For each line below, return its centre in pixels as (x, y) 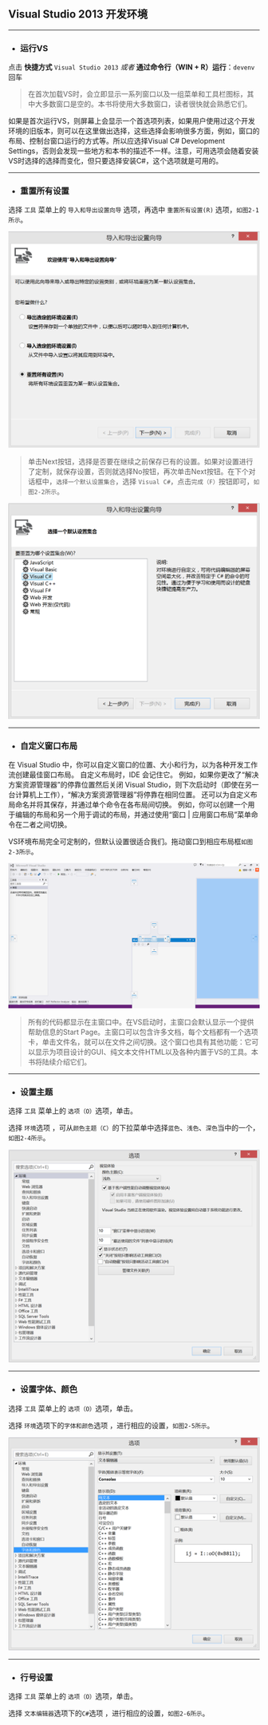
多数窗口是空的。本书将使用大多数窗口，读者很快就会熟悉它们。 (147, 104)
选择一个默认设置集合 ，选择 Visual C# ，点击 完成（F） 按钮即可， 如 (158, 482)
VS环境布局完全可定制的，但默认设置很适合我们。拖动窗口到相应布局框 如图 (131, 841)
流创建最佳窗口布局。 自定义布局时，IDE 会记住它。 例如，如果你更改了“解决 (134, 774)
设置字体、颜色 (49, 1389)
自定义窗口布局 (49, 746)
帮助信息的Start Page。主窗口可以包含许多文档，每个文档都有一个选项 (143, 1032)
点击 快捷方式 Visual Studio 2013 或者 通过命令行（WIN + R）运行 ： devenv (132, 67)
